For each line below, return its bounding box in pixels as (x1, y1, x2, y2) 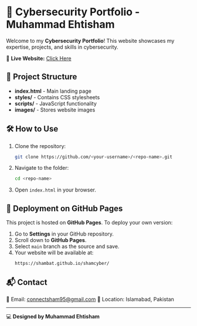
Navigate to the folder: (14, 164, 69, 172)
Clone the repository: (14, 142, 66, 149)
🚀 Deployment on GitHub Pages (6, 203, 123, 213)
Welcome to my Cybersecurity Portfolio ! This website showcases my (6, 37, 175, 44)
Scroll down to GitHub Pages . (14, 237, 87, 244)
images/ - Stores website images (14, 106, 96, 113)
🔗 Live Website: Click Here (6, 55, 72, 62)
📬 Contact (6, 277, 47, 287)
